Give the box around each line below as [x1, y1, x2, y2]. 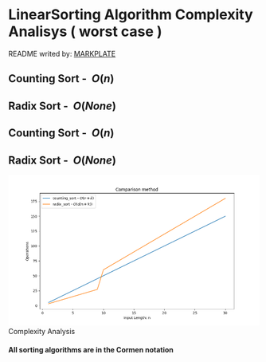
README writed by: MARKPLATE [8, 49, 116, 58]
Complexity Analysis [8, 327, 76, 336]
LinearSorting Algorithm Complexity [8, 6, 253, 24]
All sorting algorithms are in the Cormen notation [8, 344, 174, 354]
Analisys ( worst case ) [8, 22, 162, 41]
